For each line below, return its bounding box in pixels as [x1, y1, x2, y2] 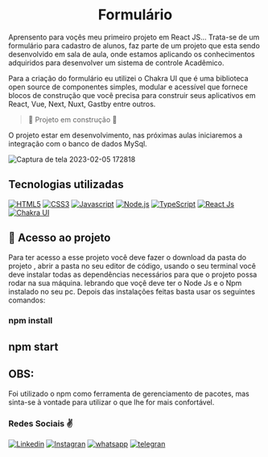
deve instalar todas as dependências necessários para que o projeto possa [8, 270, 258, 279]
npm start [8, 340, 59, 353]
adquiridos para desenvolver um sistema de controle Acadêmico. [8, 58, 225, 68]
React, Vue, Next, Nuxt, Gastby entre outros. [8, 99, 156, 109]
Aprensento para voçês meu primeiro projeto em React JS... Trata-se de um [8, 32, 260, 42]
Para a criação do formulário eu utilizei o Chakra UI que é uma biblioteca [8, 73, 249, 83]
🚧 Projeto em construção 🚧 [27, 114, 118, 124]
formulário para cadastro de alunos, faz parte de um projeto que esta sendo [8, 40, 260, 50]
